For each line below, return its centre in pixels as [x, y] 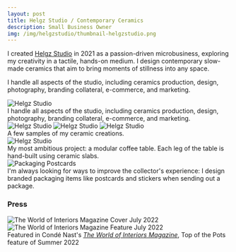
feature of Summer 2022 [43, 242]
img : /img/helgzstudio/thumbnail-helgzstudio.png [82, 34]
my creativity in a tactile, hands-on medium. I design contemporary [105, 61]
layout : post [26, 14]
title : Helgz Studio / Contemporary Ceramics [75, 20]
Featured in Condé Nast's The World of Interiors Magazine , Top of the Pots [117, 234]
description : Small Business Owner [60, 27]
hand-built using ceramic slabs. [53, 156]
